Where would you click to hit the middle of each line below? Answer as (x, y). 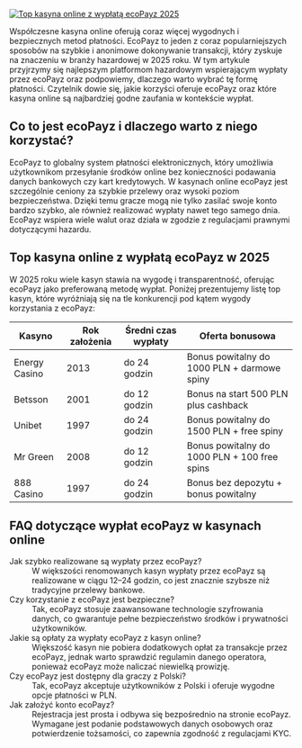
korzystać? (41, 141)
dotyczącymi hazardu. (50, 229)
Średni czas (151, 330)
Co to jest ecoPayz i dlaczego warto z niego (133, 126)
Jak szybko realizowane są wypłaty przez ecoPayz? (106, 562)
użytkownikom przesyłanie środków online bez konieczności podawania (143, 172)
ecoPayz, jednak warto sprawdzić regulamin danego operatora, (149, 657)
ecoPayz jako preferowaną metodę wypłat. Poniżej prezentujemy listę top (145, 289)
